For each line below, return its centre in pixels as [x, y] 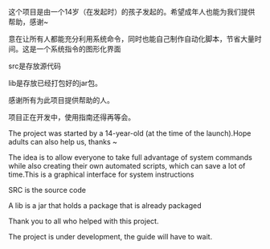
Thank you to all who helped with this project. [84, 221]
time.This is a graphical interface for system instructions [101, 174]
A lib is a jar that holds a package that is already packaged [105, 206]
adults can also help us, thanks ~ [63, 142]
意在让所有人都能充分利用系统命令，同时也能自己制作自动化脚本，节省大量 [131, 39]
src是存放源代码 [35, 66]
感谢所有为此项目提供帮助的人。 [61, 100]
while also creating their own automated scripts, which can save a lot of [127, 166]
